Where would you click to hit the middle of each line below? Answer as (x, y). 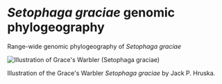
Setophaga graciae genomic (91, 13)
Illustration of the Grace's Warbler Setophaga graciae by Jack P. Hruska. (111, 73)
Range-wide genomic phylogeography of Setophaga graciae (94, 46)
